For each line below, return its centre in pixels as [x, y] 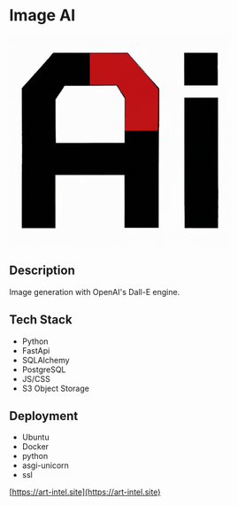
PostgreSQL [44, 370]
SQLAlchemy [46, 360]
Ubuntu [36, 437]
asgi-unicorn [45, 465]
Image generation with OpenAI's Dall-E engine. [95, 292]
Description [42, 271]
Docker [35, 447]
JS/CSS [36, 378]
